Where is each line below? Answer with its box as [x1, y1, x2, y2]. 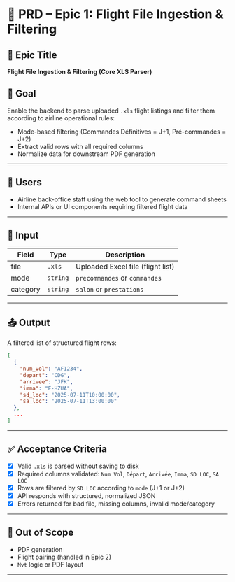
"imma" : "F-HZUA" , [20, 385, 73, 392]
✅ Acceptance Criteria [7, 443, 107, 455]
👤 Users [7, 176, 42, 188]
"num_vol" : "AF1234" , [20, 365, 83, 372]
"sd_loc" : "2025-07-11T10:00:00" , [20, 391, 120, 398]
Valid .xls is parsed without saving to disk [17, 462, 139, 470]
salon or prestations [76, 285, 144, 294]
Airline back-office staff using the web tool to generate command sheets [17, 195, 227, 204]
